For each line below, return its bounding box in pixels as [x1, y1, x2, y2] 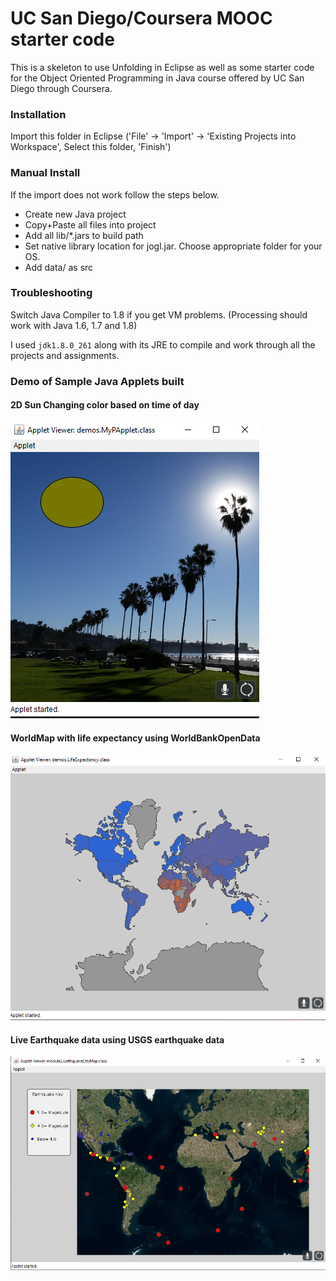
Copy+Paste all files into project [24, 218, 157, 231]
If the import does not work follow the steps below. [10, 188, 220, 201]
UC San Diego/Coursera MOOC [10, 7, 273, 30]
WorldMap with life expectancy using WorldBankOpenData [10, 732, 261, 744]
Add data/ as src [24, 261, 94, 273]
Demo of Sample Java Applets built [10, 374, 185, 388]
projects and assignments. [10, 349, 120, 361]
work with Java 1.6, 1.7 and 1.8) [10, 319, 138, 331]
